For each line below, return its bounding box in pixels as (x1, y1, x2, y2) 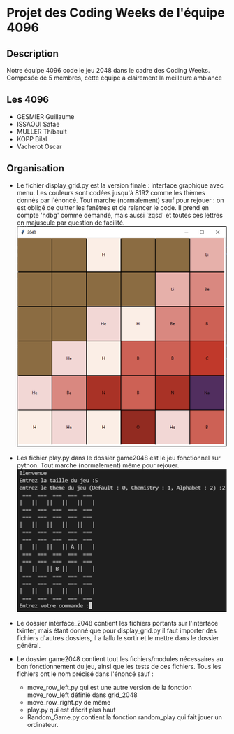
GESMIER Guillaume (16, 112, 75, 120)
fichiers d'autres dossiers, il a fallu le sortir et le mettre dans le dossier (16, 634, 219, 642)
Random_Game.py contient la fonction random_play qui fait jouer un (27, 713, 223, 721)
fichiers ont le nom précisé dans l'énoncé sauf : (16, 670, 154, 678)
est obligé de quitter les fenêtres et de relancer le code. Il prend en (16, 203, 210, 211)
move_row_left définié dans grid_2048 (27, 691, 138, 699)
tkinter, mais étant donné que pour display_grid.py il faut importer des (16, 626, 217, 635)
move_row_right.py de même (27, 698, 111, 707)
